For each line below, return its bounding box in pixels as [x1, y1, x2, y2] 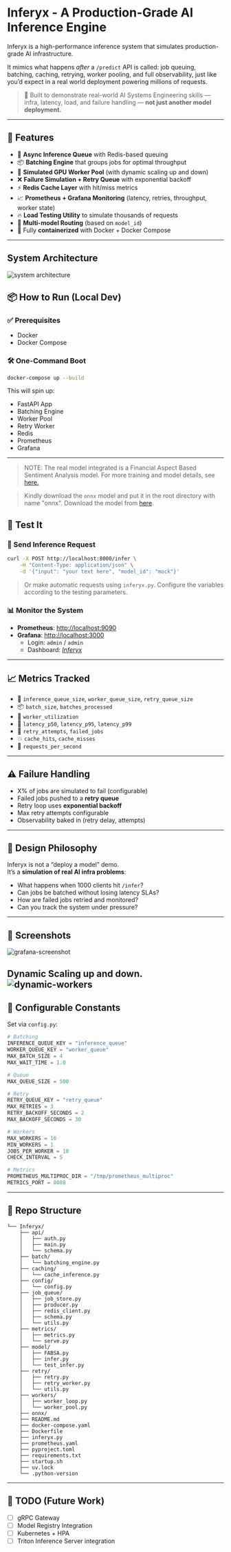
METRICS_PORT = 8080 [7, 1179, 67, 1186]
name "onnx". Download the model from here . [23, 499, 154, 507]
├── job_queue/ [19, 1289, 63, 1296]
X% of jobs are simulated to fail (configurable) [16, 786, 148, 795]
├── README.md [19, 1416, 60, 1423]
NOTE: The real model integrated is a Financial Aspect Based [23, 463, 197, 472]
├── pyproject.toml [19, 1446, 76, 1453]
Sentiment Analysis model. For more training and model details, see [23, 471, 215, 479]
